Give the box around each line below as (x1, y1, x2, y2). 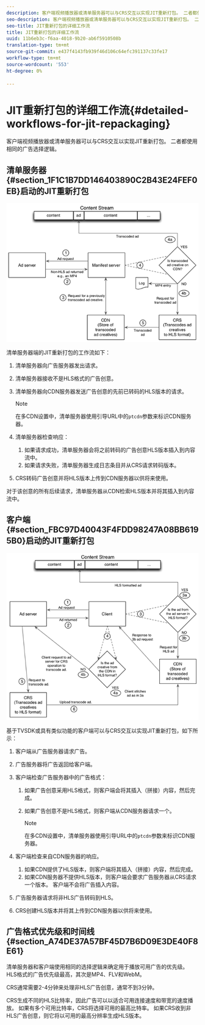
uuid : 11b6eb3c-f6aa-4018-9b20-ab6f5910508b (6, 35, 121, 42)
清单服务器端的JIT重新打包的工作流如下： (6, 349, 111, 356)
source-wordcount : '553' (6, 61, 70, 67)
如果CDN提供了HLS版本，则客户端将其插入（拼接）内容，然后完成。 (24, 865, 196, 873)
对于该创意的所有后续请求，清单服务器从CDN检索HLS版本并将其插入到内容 (6, 488, 195, 495)
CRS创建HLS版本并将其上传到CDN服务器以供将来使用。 (15, 906, 156, 914)
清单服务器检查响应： (15, 433, 69, 441)
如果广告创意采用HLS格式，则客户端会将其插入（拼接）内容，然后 (24, 786, 190, 794)
